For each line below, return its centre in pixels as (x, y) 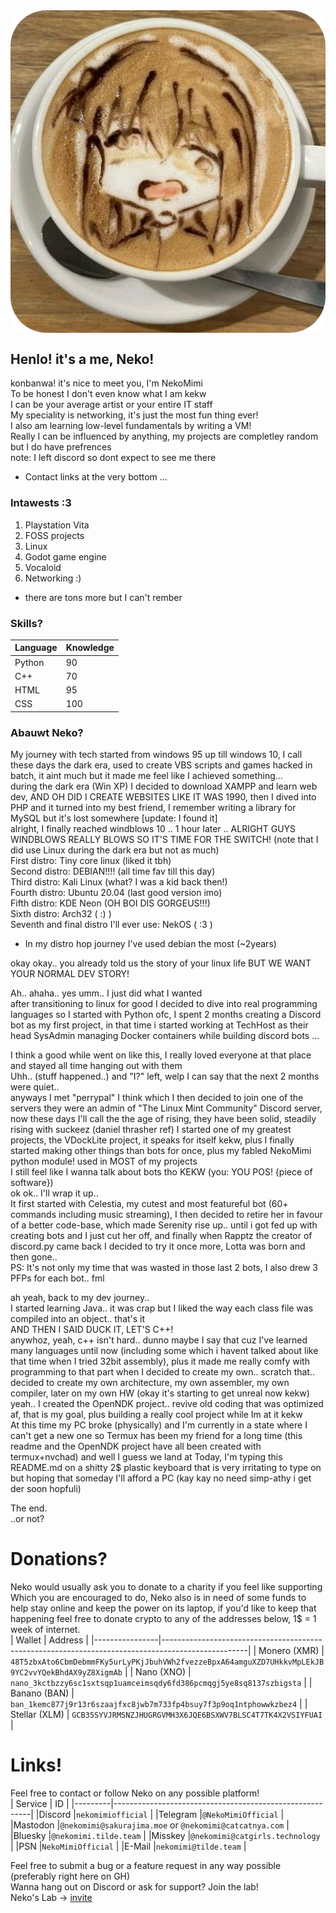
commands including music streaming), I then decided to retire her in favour (166, 1215)
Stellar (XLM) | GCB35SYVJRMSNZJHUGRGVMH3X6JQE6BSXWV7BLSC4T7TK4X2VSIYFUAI (166, 1715)
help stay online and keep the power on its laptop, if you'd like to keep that (163, 1608)
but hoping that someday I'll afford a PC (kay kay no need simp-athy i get (161, 1478)
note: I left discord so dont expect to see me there (113, 458)
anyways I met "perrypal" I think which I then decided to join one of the (157, 1098)
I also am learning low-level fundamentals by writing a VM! (131, 426)
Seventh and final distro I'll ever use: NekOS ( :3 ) (111, 925)
